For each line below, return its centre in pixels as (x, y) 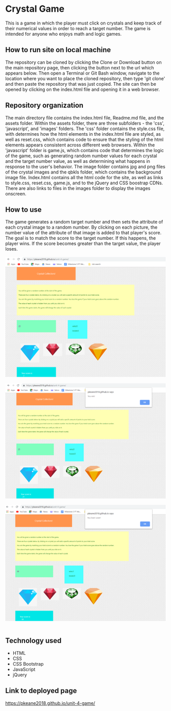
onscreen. (16, 193)
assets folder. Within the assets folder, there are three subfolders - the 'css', (85, 123)
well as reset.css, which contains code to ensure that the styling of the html (84, 139)
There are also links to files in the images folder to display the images (78, 188)
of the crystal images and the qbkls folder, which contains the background (83, 172)
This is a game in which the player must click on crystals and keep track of (83, 23)
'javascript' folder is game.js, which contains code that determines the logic (85, 150)
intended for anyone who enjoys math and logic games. (64, 34)
